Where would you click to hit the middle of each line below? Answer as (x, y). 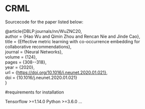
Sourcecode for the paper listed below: (44, 22)
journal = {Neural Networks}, (34, 52)
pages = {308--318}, (26, 62)
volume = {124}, (21, 57)
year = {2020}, (20, 67)
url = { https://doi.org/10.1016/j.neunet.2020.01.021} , (56, 72)
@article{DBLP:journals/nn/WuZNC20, (44, 31)
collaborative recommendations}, (38, 47)
